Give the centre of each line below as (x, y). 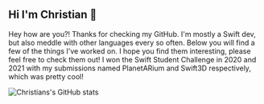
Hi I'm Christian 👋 (53, 15)
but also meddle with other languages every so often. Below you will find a (132, 42)
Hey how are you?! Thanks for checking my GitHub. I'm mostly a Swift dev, (132, 34)
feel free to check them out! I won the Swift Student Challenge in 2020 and (132, 59)
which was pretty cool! (46, 76)
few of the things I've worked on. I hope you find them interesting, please (130, 51)
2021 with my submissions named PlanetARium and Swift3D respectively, (130, 68)
